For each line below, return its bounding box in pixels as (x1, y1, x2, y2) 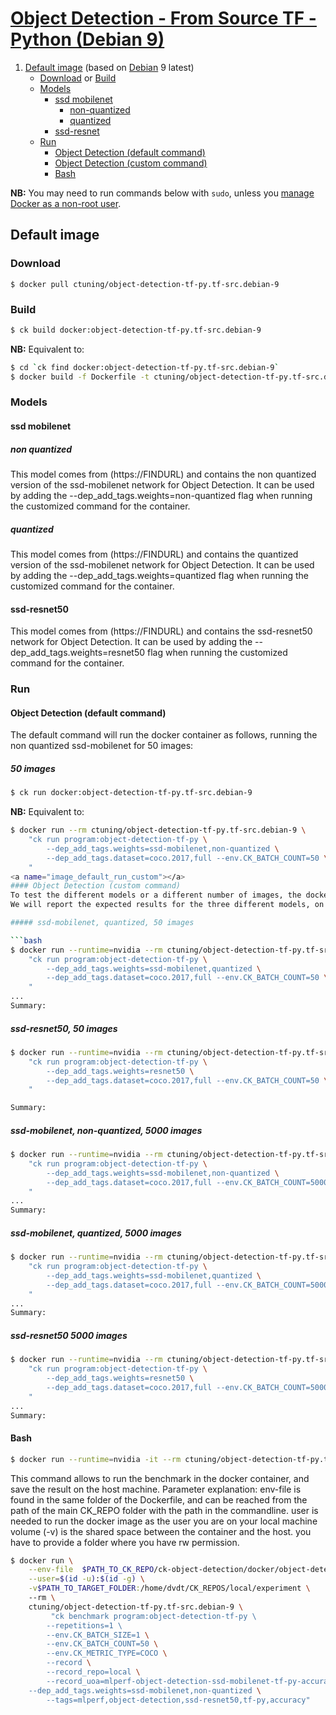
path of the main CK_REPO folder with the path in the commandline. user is (10, 1504, 319, 1516)
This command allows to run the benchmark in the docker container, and (10, 1472, 310, 1484)
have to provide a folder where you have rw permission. (10, 1536, 240, 1548)
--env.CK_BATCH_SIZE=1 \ (46, 1630, 150, 1640)
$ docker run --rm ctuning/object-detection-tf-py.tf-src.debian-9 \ (10, 825, 307, 836)
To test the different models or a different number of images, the (10, 890, 302, 901)
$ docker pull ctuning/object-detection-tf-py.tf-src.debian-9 (10, 279, 280, 289)
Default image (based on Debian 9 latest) (24, 61, 195, 73)
